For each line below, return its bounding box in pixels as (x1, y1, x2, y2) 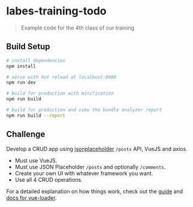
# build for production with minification (6, 90, 114, 97)
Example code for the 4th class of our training (20, 24, 135, 31)
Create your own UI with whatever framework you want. (14, 170, 153, 177)
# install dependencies (6, 57, 66, 64)
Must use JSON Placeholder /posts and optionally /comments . (14, 163, 166, 170)
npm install (6, 63, 36, 69)
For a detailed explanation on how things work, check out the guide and (6, 188, 183, 195)
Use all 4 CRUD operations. (14, 176, 83, 183)
